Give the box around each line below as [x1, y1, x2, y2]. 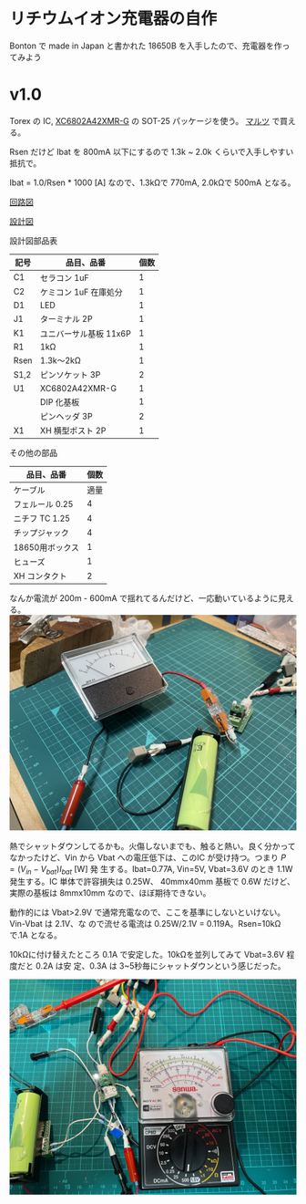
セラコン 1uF [39, 272, 89, 283]
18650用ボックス [13, 542, 79, 553]
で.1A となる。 [9, 929, 62, 940]
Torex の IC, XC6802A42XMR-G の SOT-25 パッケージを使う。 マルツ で [9, 115, 280, 126]
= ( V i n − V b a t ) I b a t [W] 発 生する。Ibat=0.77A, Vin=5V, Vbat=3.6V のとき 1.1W [9, 863, 293, 877]
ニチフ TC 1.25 [13, 513, 71, 524]
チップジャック [13, 527, 70, 538]
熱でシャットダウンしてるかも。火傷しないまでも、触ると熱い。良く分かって [9, 840, 296, 851]
